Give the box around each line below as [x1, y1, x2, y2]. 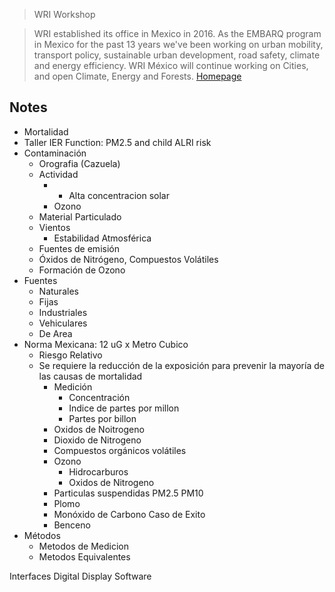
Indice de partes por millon [68, 402, 180, 414]
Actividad [38, 168, 79, 180]
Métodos [23, 529, 61, 541]
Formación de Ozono [38, 264, 126, 276]
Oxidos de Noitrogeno [53, 423, 145, 435]
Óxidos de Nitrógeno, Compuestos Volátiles [38, 253, 219, 265]
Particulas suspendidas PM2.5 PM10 [53, 487, 204, 499]
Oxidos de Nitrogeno [68, 476, 155, 488]
